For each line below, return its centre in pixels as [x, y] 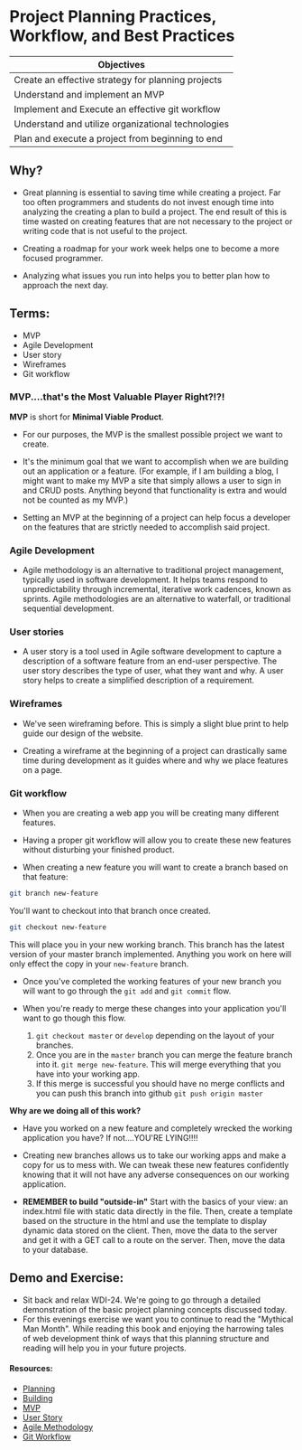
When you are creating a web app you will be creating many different [151, 813]
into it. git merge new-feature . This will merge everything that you [158, 1064]
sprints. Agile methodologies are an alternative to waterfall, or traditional [156, 599]
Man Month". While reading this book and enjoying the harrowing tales [153, 1328]
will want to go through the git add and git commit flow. [127, 991]
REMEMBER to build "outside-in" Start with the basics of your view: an [155, 1201]
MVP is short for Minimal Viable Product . [87, 417]
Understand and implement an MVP [89, 94]
